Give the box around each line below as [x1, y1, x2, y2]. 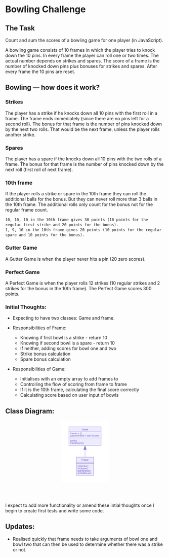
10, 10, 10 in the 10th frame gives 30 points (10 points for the [5, 217, 148, 223]
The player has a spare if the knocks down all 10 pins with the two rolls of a [5, 156, 162, 162]
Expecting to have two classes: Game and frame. [12, 315, 115, 321]
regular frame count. [5, 207, 48, 213]
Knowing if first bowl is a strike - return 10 [20, 335, 108, 341]
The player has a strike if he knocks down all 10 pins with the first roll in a [5, 110, 158, 116]
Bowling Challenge [5, 4, 86, 15]
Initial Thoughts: [5, 303, 47, 310]
